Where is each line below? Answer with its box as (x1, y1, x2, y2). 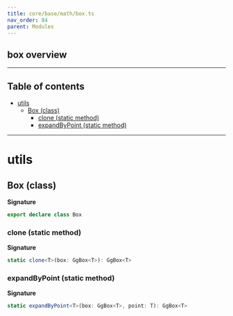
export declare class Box (7, 211, 82, 218)
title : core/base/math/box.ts (7, 10, 95, 17)
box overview (7, 49, 67, 60)
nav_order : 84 (7, 17, 49, 24)
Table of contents (7, 81, 85, 92)
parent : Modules (7, 23, 54, 30)
